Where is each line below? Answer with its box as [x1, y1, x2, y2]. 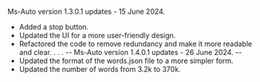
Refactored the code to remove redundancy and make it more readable [18, 39, 253, 49]
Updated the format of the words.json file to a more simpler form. [18, 56, 234, 65]
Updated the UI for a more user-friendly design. [18, 31, 176, 40]
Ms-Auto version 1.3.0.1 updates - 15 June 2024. [7, 7, 165, 16]
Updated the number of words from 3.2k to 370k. [18, 64, 181, 74]
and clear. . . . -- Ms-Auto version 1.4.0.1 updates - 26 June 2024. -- [18, 48, 242, 57]
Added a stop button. [18, 22, 89, 31]
